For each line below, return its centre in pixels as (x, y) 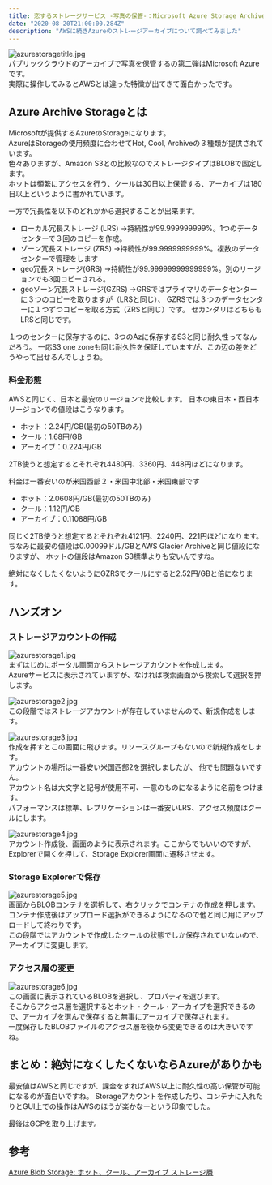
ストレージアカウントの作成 (62, 637)
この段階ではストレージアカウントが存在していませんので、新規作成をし (129, 711)
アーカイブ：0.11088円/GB (64, 519)
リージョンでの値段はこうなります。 (68, 410)
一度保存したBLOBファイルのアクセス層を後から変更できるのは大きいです (131, 1026)
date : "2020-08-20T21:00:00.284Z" (67, 24)
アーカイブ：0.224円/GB (61, 447)
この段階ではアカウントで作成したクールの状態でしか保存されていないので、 (136, 935)
